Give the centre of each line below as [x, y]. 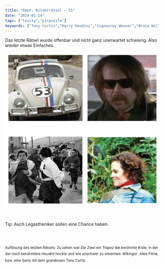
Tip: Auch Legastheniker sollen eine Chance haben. [57, 224]
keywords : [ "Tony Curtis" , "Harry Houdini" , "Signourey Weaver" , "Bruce [77, 26]
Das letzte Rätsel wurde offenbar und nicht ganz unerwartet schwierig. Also [81, 40]
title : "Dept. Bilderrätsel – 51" [40, 10]
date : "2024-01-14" [25, 15]
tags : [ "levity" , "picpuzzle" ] [36, 21]
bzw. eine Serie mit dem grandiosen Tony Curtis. [46, 261]
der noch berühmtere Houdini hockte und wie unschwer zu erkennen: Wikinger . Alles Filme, [82, 254]
